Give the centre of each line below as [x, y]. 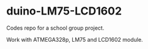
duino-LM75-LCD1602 [64, 11]
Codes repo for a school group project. [55, 28]
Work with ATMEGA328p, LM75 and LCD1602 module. [75, 39]
